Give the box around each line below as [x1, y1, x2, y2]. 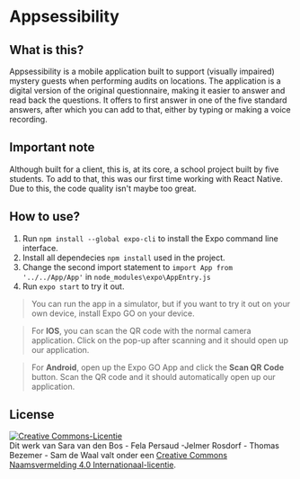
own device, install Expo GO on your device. [31, 308, 195, 319]
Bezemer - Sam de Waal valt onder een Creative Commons [9, 450, 227, 461]
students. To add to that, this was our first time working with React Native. [9, 173, 283, 184]
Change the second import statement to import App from [22, 261, 234, 272]
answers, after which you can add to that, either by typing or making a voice [9, 104, 291, 114]
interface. [22, 242, 58, 253]
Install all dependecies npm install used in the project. [22, 252, 226, 263]
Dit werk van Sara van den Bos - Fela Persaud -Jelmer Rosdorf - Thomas [9, 440, 280, 451]
